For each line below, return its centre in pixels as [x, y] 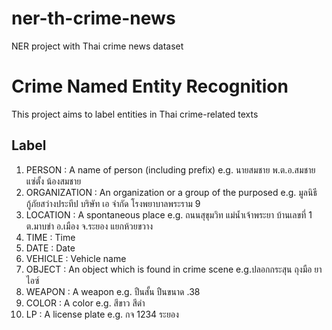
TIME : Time [50, 237]
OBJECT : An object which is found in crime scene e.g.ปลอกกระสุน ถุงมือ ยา [174, 269]
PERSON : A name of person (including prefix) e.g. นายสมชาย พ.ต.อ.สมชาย [170, 169]
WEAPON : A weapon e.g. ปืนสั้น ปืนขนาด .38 [113, 291]
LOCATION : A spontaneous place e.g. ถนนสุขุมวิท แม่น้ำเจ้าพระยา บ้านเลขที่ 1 [169, 214]
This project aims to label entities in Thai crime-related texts [135, 114]
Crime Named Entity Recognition [150, 86]
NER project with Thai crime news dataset [97, 46]
